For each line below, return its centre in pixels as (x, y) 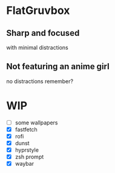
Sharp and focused (43, 33)
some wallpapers (36, 123)
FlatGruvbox (38, 11)
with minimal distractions (37, 47)
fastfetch (26, 129)
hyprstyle (27, 150)
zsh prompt (29, 157)
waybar (25, 164)
